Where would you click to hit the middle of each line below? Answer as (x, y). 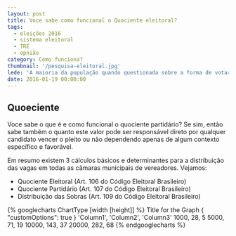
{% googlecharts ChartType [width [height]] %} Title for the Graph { (106, 210)
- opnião (26, 53)
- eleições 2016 (37, 33)
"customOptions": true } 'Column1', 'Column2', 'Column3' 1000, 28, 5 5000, (116, 218)
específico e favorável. (40, 147)
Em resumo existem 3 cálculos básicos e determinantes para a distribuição (116, 160)
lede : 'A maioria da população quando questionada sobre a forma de (110, 72)
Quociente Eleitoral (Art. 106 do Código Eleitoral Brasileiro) (102, 182)
